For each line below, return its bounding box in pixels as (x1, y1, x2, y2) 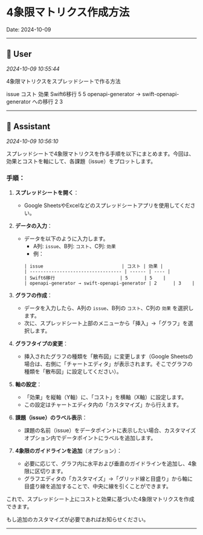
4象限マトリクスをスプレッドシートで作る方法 (6, 77, 121, 85)
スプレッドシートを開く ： (14, 188, 79, 196)
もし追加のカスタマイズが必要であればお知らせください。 (6, 516, 149, 523)
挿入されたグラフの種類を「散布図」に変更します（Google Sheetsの (24, 353, 193, 360)
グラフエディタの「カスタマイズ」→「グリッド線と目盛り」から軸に (24, 475, 193, 482)
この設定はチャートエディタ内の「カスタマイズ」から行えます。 (24, 401, 182, 408)
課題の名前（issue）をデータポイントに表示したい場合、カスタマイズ (24, 426, 196, 434)
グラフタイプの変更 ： (14, 339, 68, 347)
